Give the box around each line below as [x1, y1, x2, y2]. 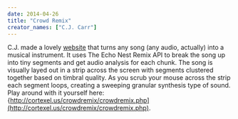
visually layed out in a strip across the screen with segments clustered [7, 66, 214, 75]
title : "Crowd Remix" [7, 17, 72, 24]
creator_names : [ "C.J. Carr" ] [7, 24, 98, 31]
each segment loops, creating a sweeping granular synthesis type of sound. [7, 81, 231, 90]
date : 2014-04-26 [7, 10, 59, 18]
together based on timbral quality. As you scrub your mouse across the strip [7, 73, 231, 82]
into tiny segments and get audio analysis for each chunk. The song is [7, 58, 213, 67]
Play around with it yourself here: [7, 88, 105, 97]
